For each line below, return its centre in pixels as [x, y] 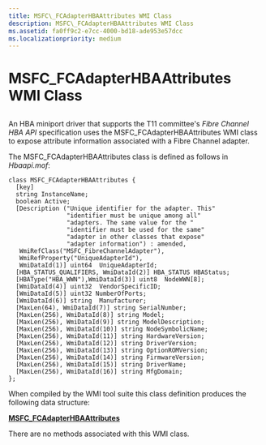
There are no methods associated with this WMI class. [99, 434]
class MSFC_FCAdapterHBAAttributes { [72, 180]
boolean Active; [43, 201]
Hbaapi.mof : [30, 165]
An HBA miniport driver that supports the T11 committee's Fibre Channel [129, 123]
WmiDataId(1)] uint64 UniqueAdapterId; [88, 265]
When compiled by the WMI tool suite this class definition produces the [127, 393]
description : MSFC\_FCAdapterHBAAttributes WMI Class [101, 24]
